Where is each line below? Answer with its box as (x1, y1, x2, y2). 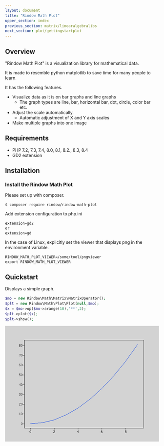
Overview (5, 47, 36, 56)
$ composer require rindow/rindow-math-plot (5, 202, 97, 208)
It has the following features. (5, 84, 62, 90)
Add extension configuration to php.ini (5, 211, 82, 217)
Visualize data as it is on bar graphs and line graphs (12, 94, 116, 100)
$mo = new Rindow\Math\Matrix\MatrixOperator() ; (5, 296, 106, 301)
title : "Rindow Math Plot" (5, 13, 60, 18)
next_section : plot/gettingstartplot (5, 28, 82, 34)
